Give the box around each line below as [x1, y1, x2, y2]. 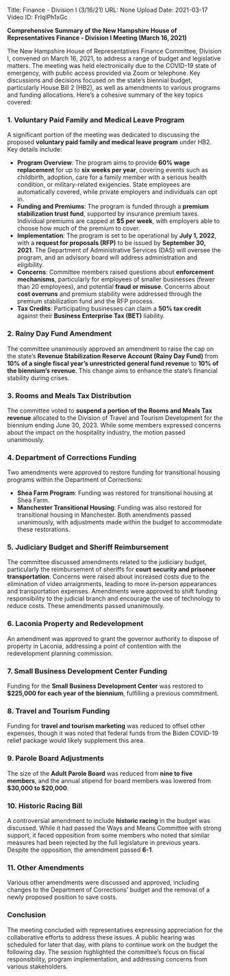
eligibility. [16, 261, 44, 269]
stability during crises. [7, 373, 70, 382]
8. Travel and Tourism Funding [7, 706, 110, 716]
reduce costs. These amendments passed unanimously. [7, 602, 165, 610]
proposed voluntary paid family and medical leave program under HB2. [7, 138, 212, 146]
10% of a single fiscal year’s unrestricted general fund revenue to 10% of [7, 359, 219, 367]
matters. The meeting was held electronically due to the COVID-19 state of [7, 62, 217, 69]
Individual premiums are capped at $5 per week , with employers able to [16, 217, 220, 225]
